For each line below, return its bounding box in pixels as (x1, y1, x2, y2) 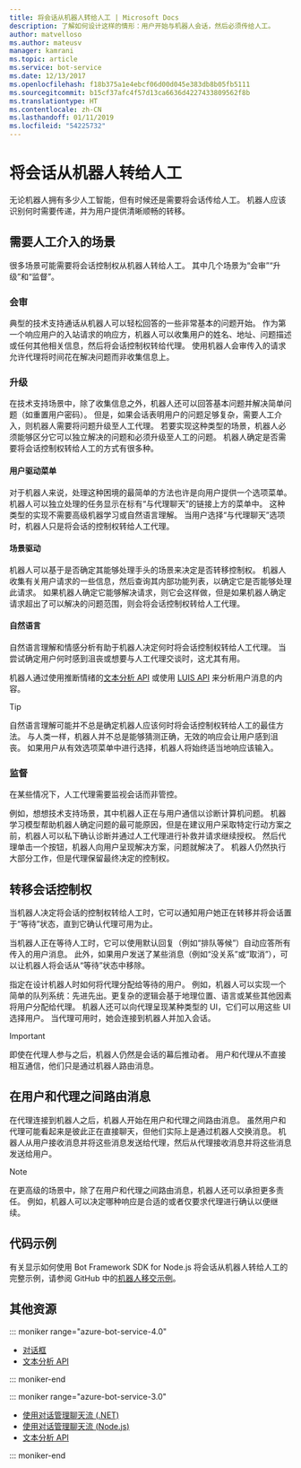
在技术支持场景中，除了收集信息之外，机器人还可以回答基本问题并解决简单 (9, 398, 284, 409)
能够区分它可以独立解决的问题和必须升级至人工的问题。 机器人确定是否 (16, 432, 279, 442)
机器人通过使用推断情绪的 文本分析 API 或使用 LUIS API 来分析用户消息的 (9, 672, 275, 683)
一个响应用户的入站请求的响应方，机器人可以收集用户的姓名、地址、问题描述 (9, 329, 292, 340)
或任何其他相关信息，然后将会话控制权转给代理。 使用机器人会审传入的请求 (9, 340, 287, 351)
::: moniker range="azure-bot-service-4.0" (9, 1325, 168, 1337)
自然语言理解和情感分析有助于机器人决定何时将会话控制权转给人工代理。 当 (9, 642, 287, 652)
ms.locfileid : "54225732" (9, 122, 106, 131)
